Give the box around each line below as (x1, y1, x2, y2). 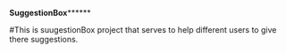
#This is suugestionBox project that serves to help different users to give (9, 25, 277, 34)
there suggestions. (9, 34, 79, 44)
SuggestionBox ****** (9, 8, 91, 18)
